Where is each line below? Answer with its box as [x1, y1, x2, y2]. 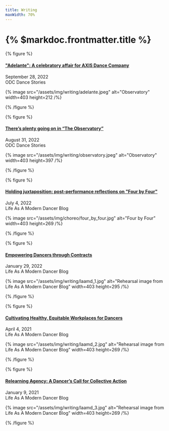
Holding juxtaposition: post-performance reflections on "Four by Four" [5, 189, 158, 195]
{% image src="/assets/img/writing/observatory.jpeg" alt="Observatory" [5, 152, 157, 158]
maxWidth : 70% [5, 12, 35, 17]
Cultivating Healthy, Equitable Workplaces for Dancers [5, 315, 123, 321]
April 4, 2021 [5, 326, 32, 332]
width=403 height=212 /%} [5, 94, 62, 100]
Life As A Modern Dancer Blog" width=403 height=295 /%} [5, 283, 129, 290]
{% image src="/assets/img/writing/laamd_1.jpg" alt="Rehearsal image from [5, 278, 163, 284]
